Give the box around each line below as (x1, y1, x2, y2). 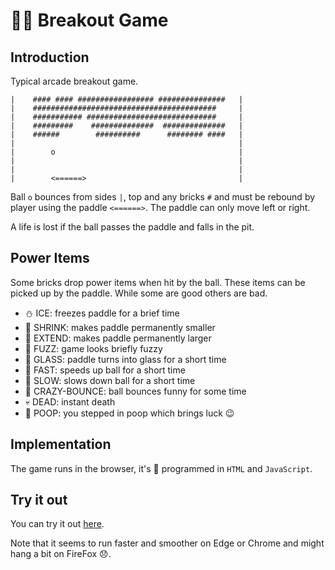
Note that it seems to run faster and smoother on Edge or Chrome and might (10, 537, 325, 549)
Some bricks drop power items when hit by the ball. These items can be (10, 276, 306, 288)
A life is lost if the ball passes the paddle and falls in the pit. (10, 221, 255, 233)
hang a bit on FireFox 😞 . (10, 548, 112, 560)
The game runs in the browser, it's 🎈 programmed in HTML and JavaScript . (10, 462, 313, 474)
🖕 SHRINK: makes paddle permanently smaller (24, 321, 216, 333)
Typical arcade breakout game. (10, 75, 139, 87)
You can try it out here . (10, 518, 105, 530)
